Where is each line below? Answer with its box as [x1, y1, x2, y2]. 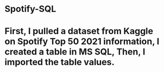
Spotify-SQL [4, 3, 56, 15]
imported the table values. [4, 57, 115, 68]
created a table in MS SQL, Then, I [4, 46, 146, 57]
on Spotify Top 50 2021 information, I [4, 36, 160, 47]
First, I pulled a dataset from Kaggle [4, 26, 154, 37]
